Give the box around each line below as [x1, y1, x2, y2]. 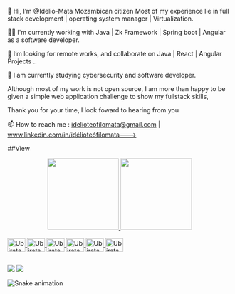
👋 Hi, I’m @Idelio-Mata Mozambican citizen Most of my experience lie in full [7, 7, 229, 15]
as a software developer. [7, 36, 80, 44]
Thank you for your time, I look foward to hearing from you [7, 106, 179, 114]
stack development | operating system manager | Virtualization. [7, 14, 194, 23]
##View [7, 145, 31, 152]
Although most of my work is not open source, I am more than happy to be [7, 85, 226, 93]
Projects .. [7, 57, 37, 65]
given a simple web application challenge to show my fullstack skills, [7, 93, 209, 100]
